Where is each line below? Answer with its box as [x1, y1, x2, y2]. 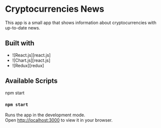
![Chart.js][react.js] [12, 57, 51, 63]
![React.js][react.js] [12, 52, 51, 58]
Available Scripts [5, 77, 58, 85]
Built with [5, 39, 35, 48]
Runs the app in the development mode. [5, 112, 85, 118]
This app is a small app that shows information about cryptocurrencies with [5, 20, 157, 26]
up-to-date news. [5, 25, 40, 30]
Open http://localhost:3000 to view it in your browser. [5, 117, 113, 123]
